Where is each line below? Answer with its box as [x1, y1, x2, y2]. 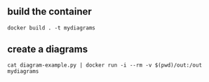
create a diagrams [7, 43, 88, 55]
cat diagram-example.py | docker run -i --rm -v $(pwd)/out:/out [7, 62, 202, 69]
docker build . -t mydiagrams [7, 24, 96, 32]
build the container [7, 6, 93, 18]
